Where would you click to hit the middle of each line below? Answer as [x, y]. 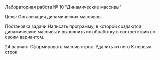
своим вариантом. [25, 37]
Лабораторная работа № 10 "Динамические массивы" [63, 7]
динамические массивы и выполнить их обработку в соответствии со [80, 32]
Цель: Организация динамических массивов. [54, 17]
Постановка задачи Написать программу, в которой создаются [73, 26]
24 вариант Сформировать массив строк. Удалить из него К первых [78, 47]
